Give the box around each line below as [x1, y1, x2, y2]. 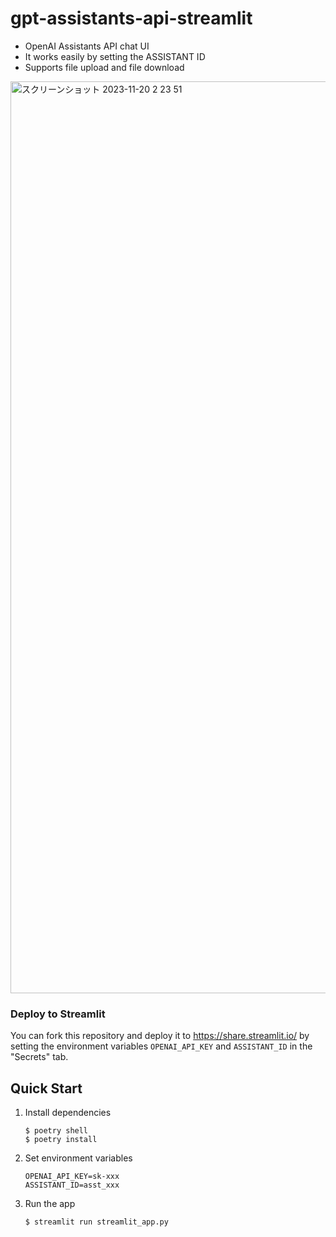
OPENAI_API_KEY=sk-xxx [24, 1172, 120, 1182]
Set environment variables [24, 1152, 133, 1164]
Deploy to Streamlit [10, 1007, 106, 1021]
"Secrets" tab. [10, 1051, 69, 1063]
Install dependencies [24, 1107, 112, 1119]
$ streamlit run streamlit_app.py [24, 1217, 169, 1227]
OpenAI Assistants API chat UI [24, 40, 150, 52]
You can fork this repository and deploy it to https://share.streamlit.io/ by [10, 1030, 310, 1042]
